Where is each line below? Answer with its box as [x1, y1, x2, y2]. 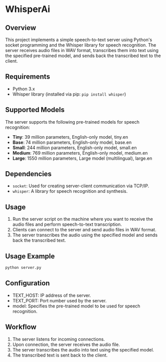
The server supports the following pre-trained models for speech [5, 119, 139, 125]
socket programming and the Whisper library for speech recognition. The [5, 42, 156, 48]
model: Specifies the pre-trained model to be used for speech [12, 303, 140, 309]
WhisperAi [5, 4, 50, 15]
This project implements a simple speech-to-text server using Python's [5, 37, 152, 43]
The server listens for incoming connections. [12, 336, 105, 342]
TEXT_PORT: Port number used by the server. [12, 297, 107, 303]
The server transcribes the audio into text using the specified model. [12, 346, 154, 352]
